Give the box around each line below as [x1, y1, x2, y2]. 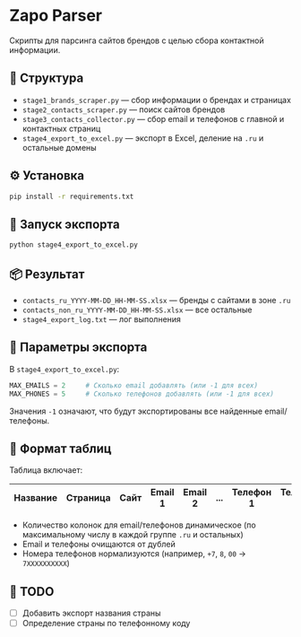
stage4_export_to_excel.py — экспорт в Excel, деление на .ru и [21, 132, 264, 144]
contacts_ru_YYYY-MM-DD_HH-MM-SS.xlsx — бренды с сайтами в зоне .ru [21, 294, 291, 305]
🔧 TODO [9, 584, 55, 599]
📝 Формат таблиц [9, 441, 112, 456]
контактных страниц [21, 123, 101, 134]
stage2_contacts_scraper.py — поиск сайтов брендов [21, 104, 226, 115]
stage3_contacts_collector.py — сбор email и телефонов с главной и [21, 113, 285, 124]
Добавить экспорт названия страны [21, 607, 161, 619]
